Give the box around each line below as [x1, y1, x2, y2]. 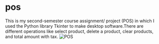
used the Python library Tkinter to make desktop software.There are [5, 23, 144, 29]
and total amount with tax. [5, 34, 58, 40]
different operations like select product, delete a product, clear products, [5, 28, 154, 34]
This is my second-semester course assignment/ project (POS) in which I [5, 18, 155, 24]
